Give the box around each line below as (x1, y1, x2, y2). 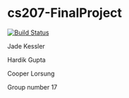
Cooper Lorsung (7, 69, 55, 78)
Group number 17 (7, 82, 58, 91)
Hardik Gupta (7, 55, 46, 64)
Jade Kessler (7, 42, 46, 50)
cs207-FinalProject (7, 5, 122, 21)
